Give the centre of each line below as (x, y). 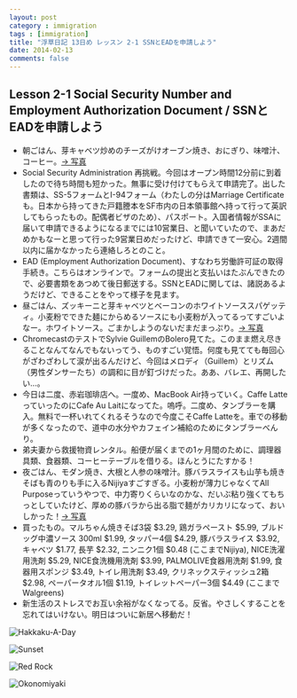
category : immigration (53, 26)
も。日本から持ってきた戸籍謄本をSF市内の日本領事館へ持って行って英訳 (154, 206)
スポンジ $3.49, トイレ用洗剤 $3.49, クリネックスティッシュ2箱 (153, 571)
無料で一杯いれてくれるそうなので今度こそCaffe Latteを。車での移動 (163, 416)
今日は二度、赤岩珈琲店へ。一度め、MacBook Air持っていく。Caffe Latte (155, 394)
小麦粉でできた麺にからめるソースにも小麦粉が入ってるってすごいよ (161, 317)
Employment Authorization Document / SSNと (139, 110)
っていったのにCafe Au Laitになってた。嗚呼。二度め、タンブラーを (145, 405)
